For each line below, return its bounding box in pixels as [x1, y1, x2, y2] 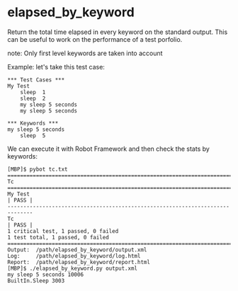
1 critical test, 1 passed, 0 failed [7, 227, 119, 234]
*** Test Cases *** [7, 76, 65, 84]
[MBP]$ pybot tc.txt [7, 166, 69, 173]
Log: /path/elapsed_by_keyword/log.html [7, 252, 141, 259]
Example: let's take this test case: [7, 62, 105, 71]
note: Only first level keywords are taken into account [7, 49, 163, 57]
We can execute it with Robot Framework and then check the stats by [7, 144, 210, 153]
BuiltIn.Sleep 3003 [7, 277, 65, 284]
